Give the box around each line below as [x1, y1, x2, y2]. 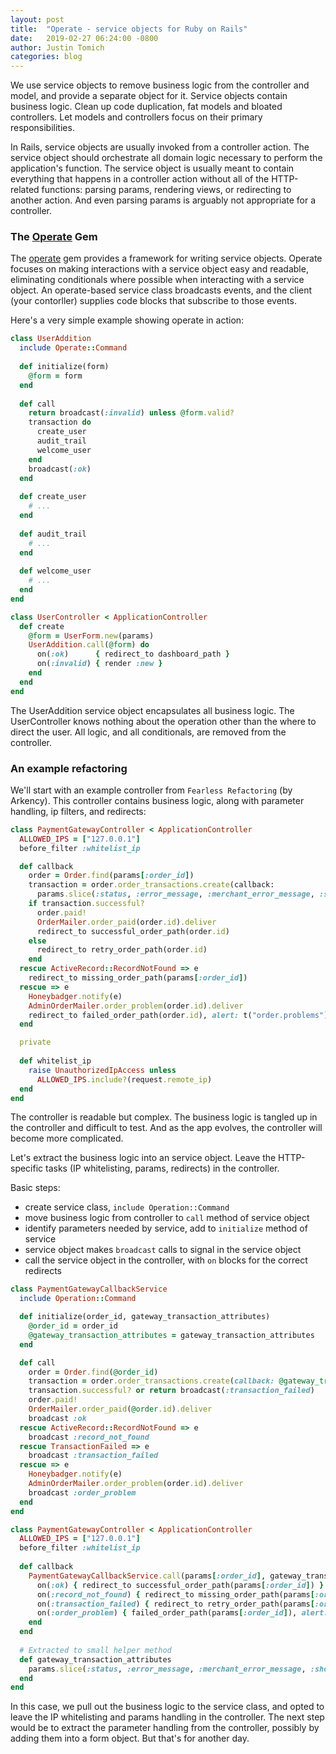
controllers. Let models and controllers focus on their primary [10, 111, 263, 123]
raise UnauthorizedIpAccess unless [28, 1065, 177, 1075]
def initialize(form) [19, 362, 110, 372]
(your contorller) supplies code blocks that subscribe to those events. [10, 295, 297, 307]
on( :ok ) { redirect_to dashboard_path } [36, 649, 230, 660]
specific [10, 1162, 44, 1175]
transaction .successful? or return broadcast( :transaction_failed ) [28, 1386, 315, 1396]
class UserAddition [10, 334, 92, 344]
